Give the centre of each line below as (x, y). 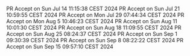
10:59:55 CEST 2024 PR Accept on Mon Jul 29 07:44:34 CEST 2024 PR (95, 15)
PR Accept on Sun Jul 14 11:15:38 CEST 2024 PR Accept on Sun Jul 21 (93, 9)
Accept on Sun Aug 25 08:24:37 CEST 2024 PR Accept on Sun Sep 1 (92, 34)
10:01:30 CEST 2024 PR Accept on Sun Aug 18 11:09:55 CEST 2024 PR (94, 27)
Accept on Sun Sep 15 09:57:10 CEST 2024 (60, 46)
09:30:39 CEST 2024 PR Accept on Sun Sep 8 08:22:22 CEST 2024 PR (95, 40)
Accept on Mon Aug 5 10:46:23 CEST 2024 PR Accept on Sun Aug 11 (92, 21)
